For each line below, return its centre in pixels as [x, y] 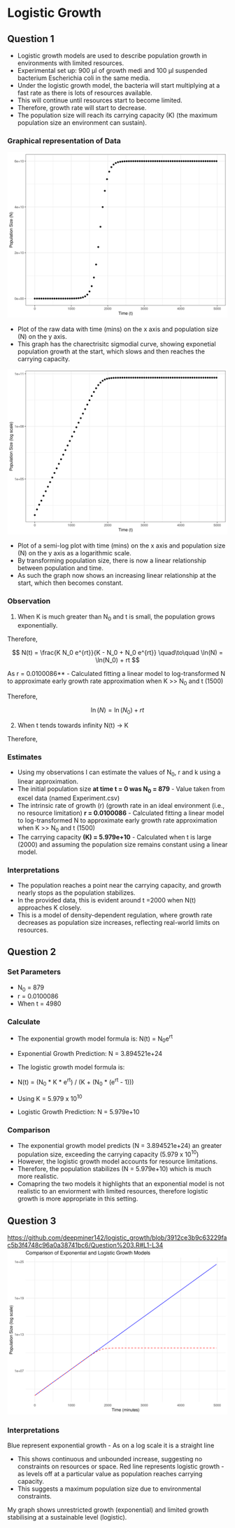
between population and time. [60, 568]
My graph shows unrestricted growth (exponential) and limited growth [108, 1510]
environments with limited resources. [71, 63]
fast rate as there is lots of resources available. [85, 93]
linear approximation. [48, 782]
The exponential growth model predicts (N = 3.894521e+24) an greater [120, 1145]
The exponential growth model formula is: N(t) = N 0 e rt [95, 1039]
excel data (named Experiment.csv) [69, 798]
